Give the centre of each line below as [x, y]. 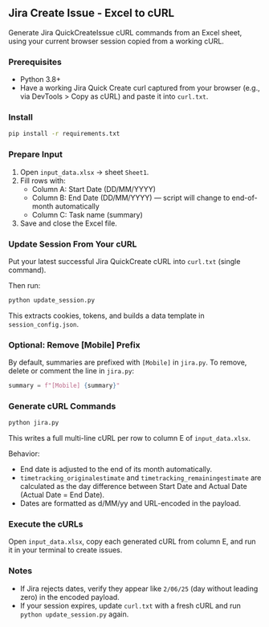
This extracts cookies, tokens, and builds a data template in [106, 316]
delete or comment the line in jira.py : [71, 371]
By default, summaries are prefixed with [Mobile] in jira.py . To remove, [128, 362]
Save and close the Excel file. [69, 223]
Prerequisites [35, 62]
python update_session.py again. [74, 614]
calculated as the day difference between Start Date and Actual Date [133, 487]
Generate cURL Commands [62, 406]
